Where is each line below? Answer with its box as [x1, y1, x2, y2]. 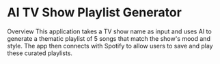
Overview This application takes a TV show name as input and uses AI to [7, 27, 212, 35]
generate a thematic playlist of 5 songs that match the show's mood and [7, 34, 210, 42]
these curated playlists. [7, 49, 73, 57]
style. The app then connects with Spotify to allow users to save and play [7, 42, 213, 50]
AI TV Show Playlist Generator [7, 5, 182, 20]
